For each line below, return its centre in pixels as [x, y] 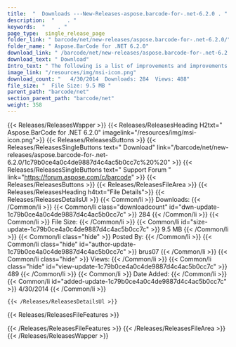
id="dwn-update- [194, 207]
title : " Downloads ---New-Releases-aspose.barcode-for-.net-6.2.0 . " [118, 14]
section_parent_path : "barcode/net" [61, 99]
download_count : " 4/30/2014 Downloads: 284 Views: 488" [99, 79]
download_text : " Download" [48, 60]
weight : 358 [25, 105]
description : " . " [42, 20]
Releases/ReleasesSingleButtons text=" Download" [81, 147]
